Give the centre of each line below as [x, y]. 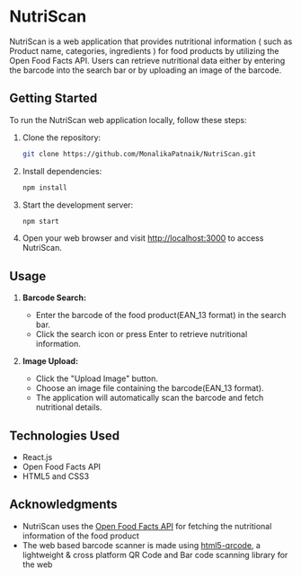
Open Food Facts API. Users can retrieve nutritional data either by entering [147, 60]
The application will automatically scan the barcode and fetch [150, 398]
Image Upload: [50, 361]
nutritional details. [69, 407]
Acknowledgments [64, 505]
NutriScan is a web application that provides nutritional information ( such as [151, 41]
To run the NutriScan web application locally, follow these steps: [128, 120]
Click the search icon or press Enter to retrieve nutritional [142, 334]
